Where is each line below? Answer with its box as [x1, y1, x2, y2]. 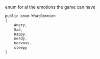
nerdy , [14, 36, 27, 41]
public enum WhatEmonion [5, 14, 56, 19]
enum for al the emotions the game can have [5, 4, 96, 10]
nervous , [14, 41, 32, 46]
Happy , [14, 32, 27, 37]
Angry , [14, 22, 27, 27]
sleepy [14, 45, 27, 50]
